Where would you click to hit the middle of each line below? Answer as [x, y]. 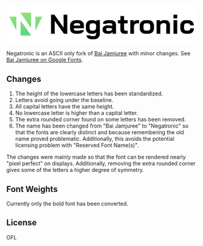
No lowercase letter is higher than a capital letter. [77, 113]
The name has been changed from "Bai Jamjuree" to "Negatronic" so [102, 126]
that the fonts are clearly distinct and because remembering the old [99, 132]
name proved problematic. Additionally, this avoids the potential [95, 139]
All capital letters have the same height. [64, 107]
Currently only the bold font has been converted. [67, 203]
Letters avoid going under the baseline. [64, 100]
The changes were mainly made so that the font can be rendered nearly [96, 157]
